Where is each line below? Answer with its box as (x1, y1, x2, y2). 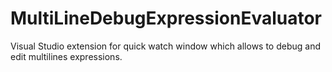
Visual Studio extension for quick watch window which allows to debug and (10, 40, 322, 52)
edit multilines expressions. (10, 50, 123, 62)
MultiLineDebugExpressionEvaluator (10, 7, 323, 30)
